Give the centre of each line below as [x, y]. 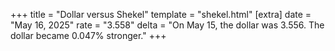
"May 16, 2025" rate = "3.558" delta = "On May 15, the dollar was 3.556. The [167, 25]
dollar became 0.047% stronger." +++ [88, 35]
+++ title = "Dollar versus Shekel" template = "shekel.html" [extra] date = [161, 14]
